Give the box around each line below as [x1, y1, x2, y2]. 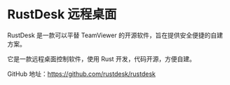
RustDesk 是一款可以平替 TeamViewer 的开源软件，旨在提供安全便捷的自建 [7, 31, 223, 39]
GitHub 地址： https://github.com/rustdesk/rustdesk [7, 70, 156, 78]
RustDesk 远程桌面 [7, 6, 117, 22]
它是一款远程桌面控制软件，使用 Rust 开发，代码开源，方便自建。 [7, 54, 196, 63]
